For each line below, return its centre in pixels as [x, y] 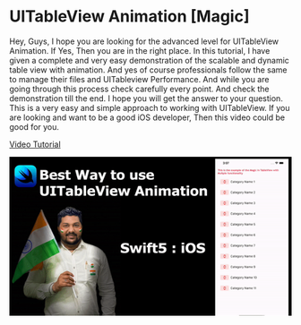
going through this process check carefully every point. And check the [140, 89]
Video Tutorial [35, 144]
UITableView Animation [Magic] [129, 17]
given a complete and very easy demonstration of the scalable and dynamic [149, 60]
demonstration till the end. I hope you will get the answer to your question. [146, 98]
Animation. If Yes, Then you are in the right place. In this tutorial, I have [140, 50]
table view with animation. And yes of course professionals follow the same [148, 70]
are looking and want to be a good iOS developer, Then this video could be [147, 117]
